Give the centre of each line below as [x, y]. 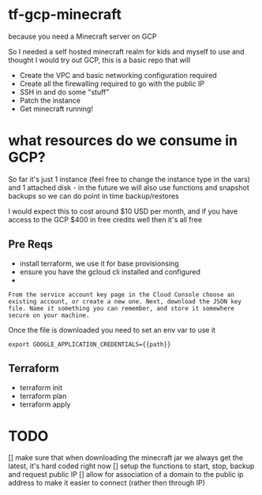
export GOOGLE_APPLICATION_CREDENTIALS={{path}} [90, 344]
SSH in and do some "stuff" [64, 91]
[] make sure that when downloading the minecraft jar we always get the [125, 458]
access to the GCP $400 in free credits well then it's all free [105, 219]
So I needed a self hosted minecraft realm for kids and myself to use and [126, 51]
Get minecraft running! [56, 109]
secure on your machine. [49, 315]
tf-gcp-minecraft [65, 15]
